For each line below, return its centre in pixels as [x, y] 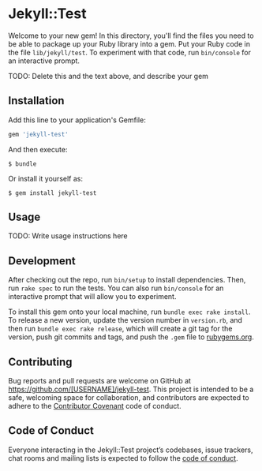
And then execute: [38, 149]
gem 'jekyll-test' [38, 134]
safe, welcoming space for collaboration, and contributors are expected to [129, 398]
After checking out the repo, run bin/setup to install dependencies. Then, [127, 280]
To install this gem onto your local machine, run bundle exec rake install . [129, 312]
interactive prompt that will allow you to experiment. [92, 297]
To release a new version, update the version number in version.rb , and [125, 320]
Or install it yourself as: [45, 178]
